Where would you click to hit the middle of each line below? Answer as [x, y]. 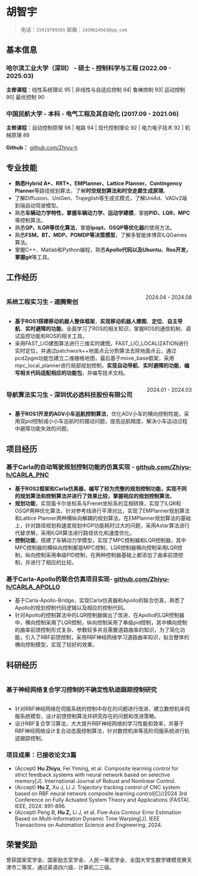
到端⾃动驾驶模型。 [38, 205]
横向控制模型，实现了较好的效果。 [56, 645]
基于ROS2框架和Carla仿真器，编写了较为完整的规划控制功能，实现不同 [101, 488]
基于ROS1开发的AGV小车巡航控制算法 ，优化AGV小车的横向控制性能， [99, 414]
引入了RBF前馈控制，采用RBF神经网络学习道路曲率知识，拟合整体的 [107, 637]
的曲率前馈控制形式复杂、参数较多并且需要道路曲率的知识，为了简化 [97, 630]
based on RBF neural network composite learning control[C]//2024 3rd [101, 793]
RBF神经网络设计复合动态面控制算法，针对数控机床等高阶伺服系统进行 [100, 731]
